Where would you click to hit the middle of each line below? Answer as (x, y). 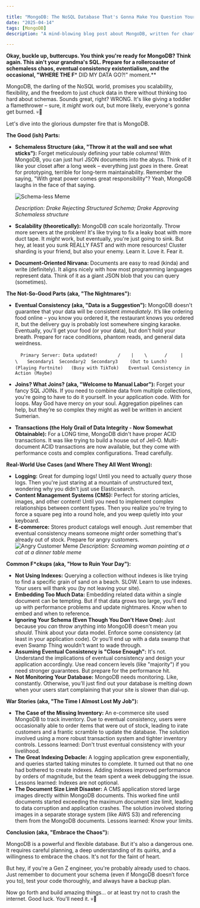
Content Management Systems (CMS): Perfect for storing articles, (97, 495)
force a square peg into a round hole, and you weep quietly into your (99, 514)
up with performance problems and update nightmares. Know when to (101, 608)
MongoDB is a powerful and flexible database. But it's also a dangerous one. (100, 844)
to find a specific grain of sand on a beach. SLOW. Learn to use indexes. (103, 582)
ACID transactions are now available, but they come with (110, 447)
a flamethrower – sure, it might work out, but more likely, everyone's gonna (98, 106)
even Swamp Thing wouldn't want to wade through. (78, 645)
